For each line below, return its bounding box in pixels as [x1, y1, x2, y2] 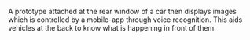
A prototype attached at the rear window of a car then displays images [8, 7, 237, 16]
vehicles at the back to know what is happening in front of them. [8, 24, 216, 32]
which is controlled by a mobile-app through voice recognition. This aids [8, 15, 243, 24]
